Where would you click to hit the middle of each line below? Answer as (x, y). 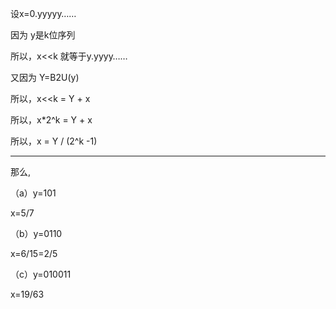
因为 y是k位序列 (43, 35)
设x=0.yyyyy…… (43, 13)
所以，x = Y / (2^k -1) (54, 141)
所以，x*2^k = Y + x (51, 120)
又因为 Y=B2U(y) (45, 77)
